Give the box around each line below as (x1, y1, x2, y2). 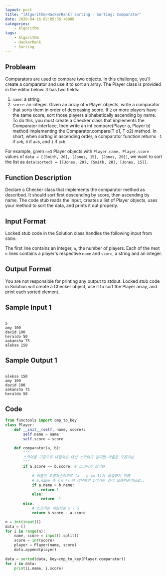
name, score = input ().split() (14, 533, 79, 539)
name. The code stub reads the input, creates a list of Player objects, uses (5, 197, 158, 203)
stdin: (5, 235, 17, 242)
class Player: (5, 422, 35, 428)
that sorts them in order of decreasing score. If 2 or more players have (12, 107, 157, 113)
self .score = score (23, 436, 64, 441)
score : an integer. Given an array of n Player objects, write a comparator (12, 102, 160, 108)
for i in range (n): (5, 529, 46, 534)
